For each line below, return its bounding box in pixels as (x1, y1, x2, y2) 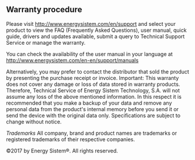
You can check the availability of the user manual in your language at (6, 50, 173, 58)
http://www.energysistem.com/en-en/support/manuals (6, 56, 139, 64)
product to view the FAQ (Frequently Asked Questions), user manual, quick (6, 26, 187, 34)
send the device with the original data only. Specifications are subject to (6, 112, 181, 119)
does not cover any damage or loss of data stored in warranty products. (6, 81, 180, 88)
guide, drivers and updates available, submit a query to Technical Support (6, 32, 185, 40)
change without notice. (6, 118, 62, 125)
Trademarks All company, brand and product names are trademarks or (6, 129, 177, 136)
